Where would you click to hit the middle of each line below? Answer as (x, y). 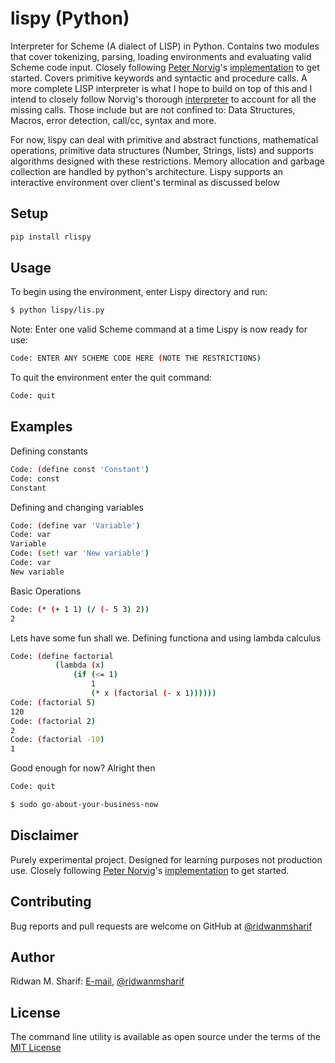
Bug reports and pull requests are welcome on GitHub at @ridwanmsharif (161, 926)
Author (32, 957)
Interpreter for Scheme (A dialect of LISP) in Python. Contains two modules (165, 46)
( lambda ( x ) (79, 665)
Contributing (51, 902)
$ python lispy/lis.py (57, 310)
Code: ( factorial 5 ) (53, 702)
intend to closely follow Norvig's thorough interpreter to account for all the (163, 99)
